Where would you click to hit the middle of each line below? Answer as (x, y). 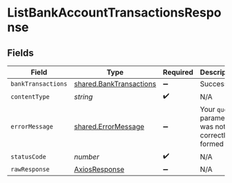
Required (178, 72)
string (83, 97)
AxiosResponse (99, 169)
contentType (30, 97)
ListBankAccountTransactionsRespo (115, 13)
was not (213, 127)
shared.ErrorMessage (109, 127)
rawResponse (30, 170)
